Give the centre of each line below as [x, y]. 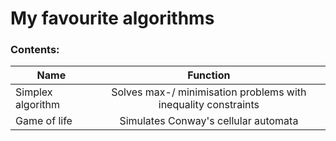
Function [209, 75]
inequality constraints [209, 105]
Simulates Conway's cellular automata [209, 121]
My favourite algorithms [112, 18]
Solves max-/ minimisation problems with [209, 92]
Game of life [44, 121]
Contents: [35, 50]
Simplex [34, 92]
